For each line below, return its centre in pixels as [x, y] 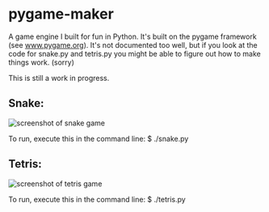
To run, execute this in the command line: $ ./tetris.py [97, 199]
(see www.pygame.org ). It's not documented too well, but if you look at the [133, 45]
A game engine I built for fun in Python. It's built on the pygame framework [132, 36]
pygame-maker [61, 14]
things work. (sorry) [42, 62]
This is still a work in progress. [59, 78]
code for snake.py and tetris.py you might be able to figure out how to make [134, 53]
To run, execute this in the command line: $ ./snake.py [99, 138]
